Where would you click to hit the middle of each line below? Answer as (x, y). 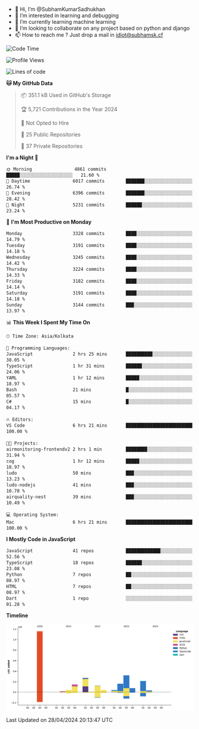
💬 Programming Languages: (38, 348)
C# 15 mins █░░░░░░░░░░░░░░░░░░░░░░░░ (99, 402)
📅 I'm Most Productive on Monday (49, 222)
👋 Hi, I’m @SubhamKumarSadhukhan (60, 9)
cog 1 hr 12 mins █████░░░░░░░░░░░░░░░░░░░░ (99, 461)
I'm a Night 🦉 (22, 157)
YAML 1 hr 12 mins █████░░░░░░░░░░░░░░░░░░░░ (99, 378)
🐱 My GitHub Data (30, 83)
